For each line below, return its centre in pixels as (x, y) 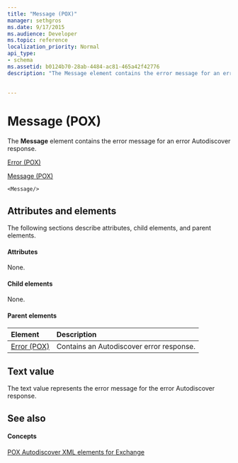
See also (27, 418)
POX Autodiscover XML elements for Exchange (76, 452)
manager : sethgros (34, 21)
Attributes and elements (62, 211)
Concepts (22, 436)
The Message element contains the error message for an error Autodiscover (119, 141)
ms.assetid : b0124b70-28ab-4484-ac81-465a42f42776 (84, 67)
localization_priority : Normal (53, 47)
